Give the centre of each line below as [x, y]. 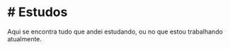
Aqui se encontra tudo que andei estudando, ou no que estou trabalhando [115, 31]
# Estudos [38, 12]
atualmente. [25, 38]
